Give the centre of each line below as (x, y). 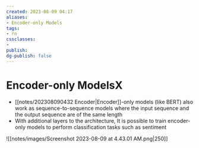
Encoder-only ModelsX (64, 85)
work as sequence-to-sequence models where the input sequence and (102, 108)
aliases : (17, 17)
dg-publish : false (29, 56)
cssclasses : (21, 39)
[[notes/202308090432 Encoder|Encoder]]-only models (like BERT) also (104, 102)
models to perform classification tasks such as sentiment (97, 127)
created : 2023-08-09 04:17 (40, 12)
